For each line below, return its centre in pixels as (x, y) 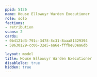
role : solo (16, 18)
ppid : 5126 (16, 9)
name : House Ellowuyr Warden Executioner (48, 14)
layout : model (19, 54)
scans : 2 (14, 32)
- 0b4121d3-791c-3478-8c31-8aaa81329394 (47, 41)
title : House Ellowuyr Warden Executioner (48, 58)
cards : (12, 37)
